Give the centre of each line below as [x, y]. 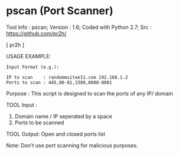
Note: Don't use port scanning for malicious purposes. [72, 145]
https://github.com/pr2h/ [36, 33]
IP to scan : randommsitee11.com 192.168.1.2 [67, 77]
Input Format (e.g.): [33, 67]
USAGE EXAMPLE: [29, 56]
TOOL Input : [22, 105]
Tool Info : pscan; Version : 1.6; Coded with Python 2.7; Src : [79, 27]
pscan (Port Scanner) [60, 11]
